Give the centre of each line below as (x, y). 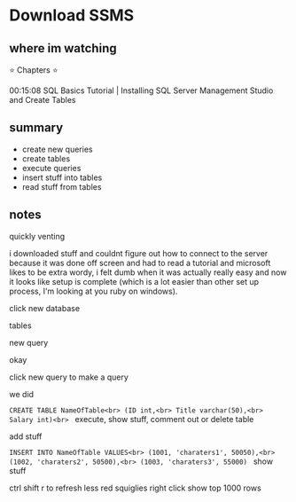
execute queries (51, 168)
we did (21, 394)
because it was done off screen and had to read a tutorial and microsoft (140, 263)
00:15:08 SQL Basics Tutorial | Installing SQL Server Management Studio (141, 90)
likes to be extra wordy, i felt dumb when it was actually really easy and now (148, 272)
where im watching (63, 48)
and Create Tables (43, 100)
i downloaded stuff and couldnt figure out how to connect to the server (139, 253)
